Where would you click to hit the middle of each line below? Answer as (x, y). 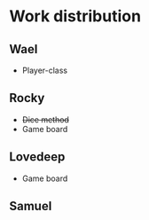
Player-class (45, 70)
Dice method (45, 119)
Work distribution (75, 16)
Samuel (31, 206)
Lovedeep (37, 157)
